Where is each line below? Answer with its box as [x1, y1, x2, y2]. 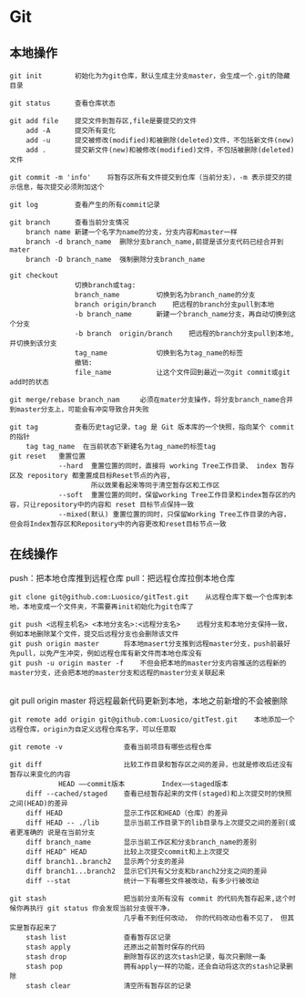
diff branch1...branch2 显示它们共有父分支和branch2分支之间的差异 [25, 867, 268, 876]
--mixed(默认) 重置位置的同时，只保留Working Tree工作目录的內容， [57, 510, 291, 519]
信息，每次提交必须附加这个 [15, 182, 105, 192]
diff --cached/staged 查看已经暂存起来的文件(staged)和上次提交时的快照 [25, 789, 292, 798]
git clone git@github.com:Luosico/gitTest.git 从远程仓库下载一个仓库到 [9, 592, 287, 601]
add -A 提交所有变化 [25, 126, 116, 135]
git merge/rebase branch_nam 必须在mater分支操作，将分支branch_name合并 [9, 395, 294, 404]
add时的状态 [9, 378, 50, 387]
